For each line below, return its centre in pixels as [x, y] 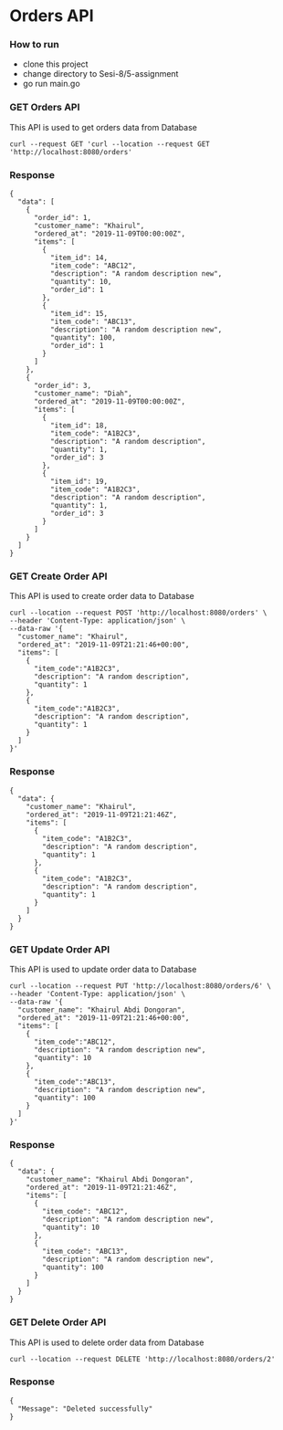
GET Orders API [45, 108]
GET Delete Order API [58, 1322]
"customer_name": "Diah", [83, 394]
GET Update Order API [60, 949]
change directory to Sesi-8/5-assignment [100, 74]
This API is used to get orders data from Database [104, 127]
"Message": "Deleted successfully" [85, 1409]
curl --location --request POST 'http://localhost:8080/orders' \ [138, 613]
